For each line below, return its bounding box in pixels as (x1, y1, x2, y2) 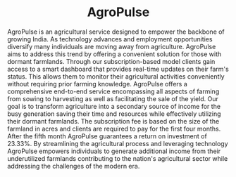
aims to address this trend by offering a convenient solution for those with (7, 50, 222, 58)
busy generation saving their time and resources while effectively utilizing (7, 110, 221, 118)
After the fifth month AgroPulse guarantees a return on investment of (7, 131, 208, 140)
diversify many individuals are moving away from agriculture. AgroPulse (7, 42, 216, 51)
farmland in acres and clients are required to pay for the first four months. (7, 124, 221, 133)
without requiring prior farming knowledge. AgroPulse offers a (7, 79, 188, 88)
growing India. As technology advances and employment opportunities (7, 34, 213, 43)
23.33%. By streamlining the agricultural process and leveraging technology (7, 139, 228, 147)
